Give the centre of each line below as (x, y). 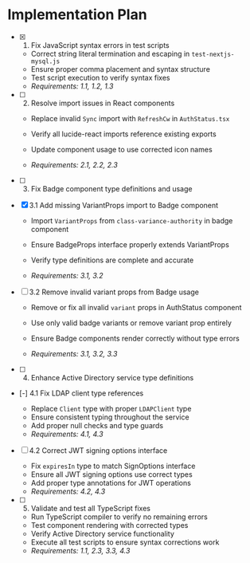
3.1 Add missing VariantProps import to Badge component (124, 205)
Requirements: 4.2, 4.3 (68, 491)
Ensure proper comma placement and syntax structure (120, 69)
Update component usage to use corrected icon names (121, 149)
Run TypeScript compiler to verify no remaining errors (119, 517)
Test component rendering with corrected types (109, 525)
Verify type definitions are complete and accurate (112, 260)
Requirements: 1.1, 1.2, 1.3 (72, 86)
